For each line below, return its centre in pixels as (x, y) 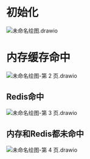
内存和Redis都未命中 (45, 134)
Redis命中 (25, 97)
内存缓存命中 (39, 58)
